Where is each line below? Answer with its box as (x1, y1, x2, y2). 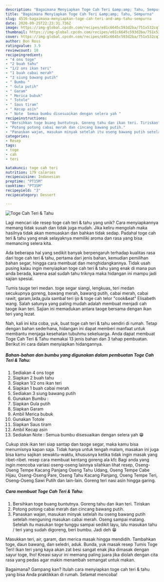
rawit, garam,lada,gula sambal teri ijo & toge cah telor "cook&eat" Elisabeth (5, 295, 156, 301)
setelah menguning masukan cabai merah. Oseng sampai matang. (12, 516, 146, 522)
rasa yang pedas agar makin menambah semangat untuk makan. (5, 557, 135, 563)
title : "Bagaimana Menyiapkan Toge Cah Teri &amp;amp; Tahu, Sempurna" (5, 12, 154, 17)
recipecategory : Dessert (5, 192, 56, 197)
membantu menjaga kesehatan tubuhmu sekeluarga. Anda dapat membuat (5, 331, 155, 337)
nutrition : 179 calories (5, 170, 56, 175)
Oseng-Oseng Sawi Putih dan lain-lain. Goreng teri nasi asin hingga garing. (5, 477, 156, 483)
